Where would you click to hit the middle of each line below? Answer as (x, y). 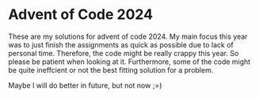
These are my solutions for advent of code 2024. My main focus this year (128, 36)
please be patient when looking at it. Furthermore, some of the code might (129, 62)
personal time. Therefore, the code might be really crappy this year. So (124, 53)
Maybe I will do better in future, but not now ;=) (85, 85)
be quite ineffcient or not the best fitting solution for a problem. (111, 70)
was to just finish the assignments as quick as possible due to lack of (121, 44)
